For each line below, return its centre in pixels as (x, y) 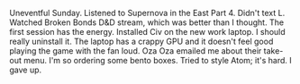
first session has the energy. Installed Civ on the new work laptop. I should (147, 32)
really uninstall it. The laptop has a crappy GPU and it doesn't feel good (141, 41)
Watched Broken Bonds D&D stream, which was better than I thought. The (147, 22)
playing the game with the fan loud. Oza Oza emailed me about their (136, 51)
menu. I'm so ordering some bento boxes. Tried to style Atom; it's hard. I (158, 60)
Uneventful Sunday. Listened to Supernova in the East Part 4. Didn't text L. (147, 13)
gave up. (26, 70)
